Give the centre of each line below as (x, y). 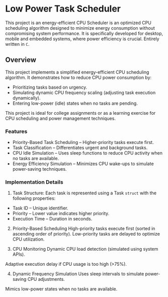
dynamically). (26, 98)
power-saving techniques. (39, 169)
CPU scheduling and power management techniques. (60, 118)
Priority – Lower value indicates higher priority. (61, 213)
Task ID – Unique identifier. (40, 208)
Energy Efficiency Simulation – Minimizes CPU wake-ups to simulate (83, 164)
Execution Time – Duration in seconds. (52, 219)
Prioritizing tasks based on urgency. (50, 87)
